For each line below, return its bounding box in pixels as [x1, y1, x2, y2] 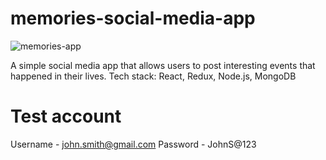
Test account [10, 105, 122, 128]
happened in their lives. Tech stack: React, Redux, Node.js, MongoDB [10, 70, 297, 82]
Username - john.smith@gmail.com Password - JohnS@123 [10, 138, 257, 150]
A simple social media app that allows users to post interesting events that [10, 59, 316, 71]
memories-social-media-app [10, 7, 256, 30]
